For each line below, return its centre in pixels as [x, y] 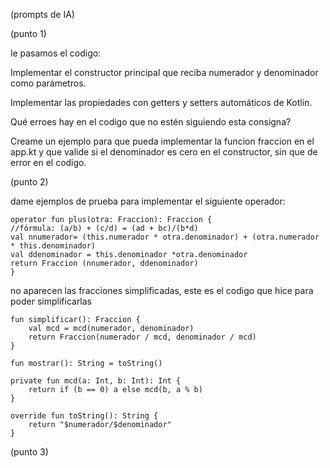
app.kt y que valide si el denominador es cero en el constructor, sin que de [164, 152]
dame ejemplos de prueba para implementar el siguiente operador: [148, 201]
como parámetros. [48, 83]
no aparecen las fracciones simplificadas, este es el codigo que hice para [162, 290]
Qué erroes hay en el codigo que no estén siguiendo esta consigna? [151, 122]
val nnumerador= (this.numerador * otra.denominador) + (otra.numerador [165, 237]
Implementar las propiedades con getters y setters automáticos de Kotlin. [161, 102]
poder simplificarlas [51, 301]
